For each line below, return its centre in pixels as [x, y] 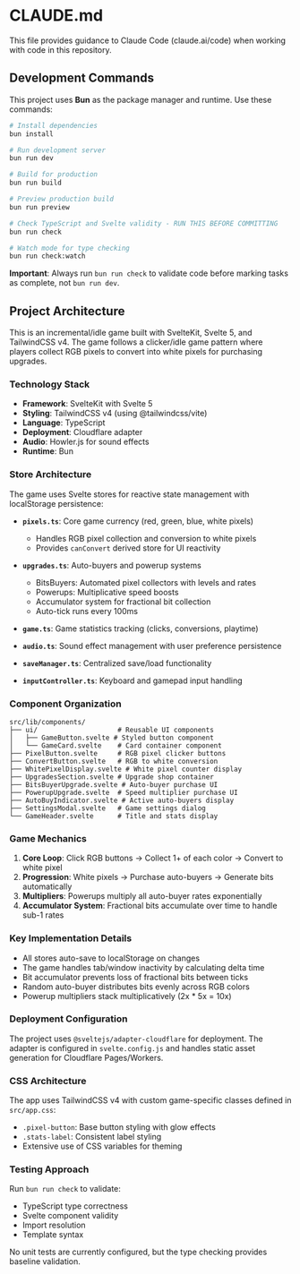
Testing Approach [49, 1169]
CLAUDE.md [56, 16]
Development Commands [82, 78]
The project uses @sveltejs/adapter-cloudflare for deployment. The [136, 1039]
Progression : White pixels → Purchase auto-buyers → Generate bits [148, 877]
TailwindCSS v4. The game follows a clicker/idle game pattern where [136, 342]
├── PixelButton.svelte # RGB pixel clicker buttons [118, 753]
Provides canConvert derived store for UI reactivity [128, 548]
